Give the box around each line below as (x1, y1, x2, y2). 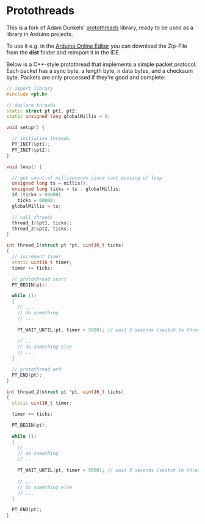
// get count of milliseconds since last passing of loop (12, 175, 163, 181)
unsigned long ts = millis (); (12, 180, 88, 186)
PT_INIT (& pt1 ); (12, 141, 51, 147)
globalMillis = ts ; (12, 203, 62, 209)
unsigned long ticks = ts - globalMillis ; (12, 186, 121, 193)
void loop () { (6, 163, 43, 170)
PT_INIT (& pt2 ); (12, 147, 51, 153)
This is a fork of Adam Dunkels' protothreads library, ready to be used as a (6, 24, 194, 31)
